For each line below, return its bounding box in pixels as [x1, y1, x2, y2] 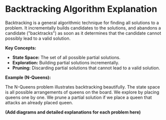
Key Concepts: [5, 45, 36, 51]
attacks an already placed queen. [5, 99, 73, 105]
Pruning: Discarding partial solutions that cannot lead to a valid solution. [12, 65, 160, 71]
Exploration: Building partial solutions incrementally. [12, 60, 119, 65]
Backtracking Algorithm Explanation [5, 3, 158, 15]
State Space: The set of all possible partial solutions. [12, 54, 120, 60]
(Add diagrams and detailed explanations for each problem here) [5, 109, 141, 115]
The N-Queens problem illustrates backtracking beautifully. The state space [5, 84, 160, 90]
